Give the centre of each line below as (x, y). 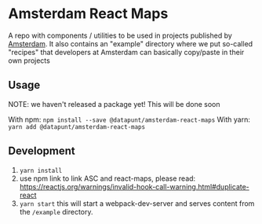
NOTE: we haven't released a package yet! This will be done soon (115, 104)
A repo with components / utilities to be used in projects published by (120, 35)
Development (42, 151)
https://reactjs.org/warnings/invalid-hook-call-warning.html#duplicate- (134, 186)
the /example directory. (56, 211)
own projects (29, 61)
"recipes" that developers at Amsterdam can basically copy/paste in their (126, 52)
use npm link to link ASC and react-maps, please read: (107, 178)
